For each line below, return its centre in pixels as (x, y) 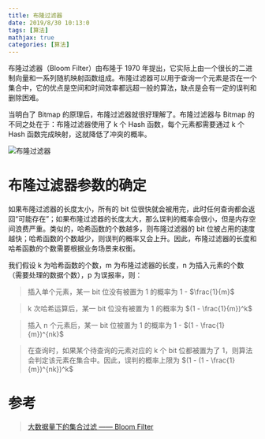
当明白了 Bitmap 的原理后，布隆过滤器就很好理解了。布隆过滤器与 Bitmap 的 (131, 114)
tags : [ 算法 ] (28, 30)
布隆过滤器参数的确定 (78, 186)
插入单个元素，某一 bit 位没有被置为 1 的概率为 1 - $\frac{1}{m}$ (131, 292)
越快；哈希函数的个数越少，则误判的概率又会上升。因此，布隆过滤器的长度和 (132, 239)
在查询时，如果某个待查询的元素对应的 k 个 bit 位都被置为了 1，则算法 (140, 351)
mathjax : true (32, 37)
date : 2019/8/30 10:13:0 (49, 23)
